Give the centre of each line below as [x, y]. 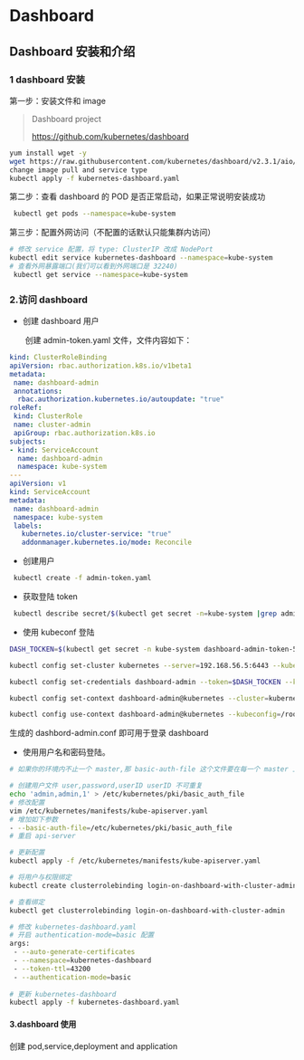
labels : [28, 526]
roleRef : [26, 408]
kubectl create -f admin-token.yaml [82, 578]
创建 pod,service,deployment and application [94, 1046]
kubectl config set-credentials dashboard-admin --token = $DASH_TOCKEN [145, 682]
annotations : [38, 391]
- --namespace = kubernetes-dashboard [82, 960]
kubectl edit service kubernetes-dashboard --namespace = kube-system [141, 258]
